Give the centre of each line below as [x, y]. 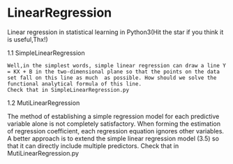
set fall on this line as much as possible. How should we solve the [112, 78]
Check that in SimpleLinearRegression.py [68, 90]
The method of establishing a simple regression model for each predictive [113, 116]
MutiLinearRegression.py [43, 153]
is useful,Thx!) [28, 39]
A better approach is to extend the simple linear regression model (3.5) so [113, 138]
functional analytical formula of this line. [74, 84]
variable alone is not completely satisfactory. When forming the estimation [114, 124]
